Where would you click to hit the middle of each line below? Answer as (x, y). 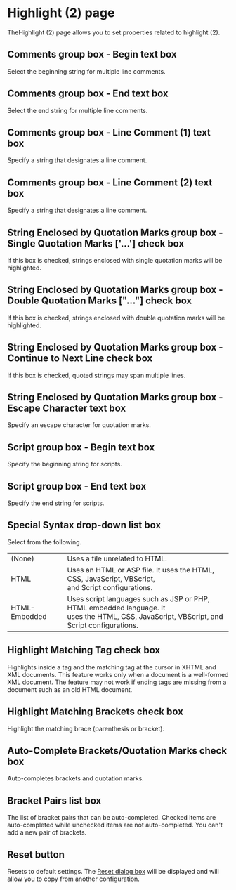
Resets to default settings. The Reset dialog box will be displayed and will (113, 871)
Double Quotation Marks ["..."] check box (100, 301)
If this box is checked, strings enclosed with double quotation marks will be (116, 318)
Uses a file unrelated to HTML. (117, 558)
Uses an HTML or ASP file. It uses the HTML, (141, 570)
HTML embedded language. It (116, 608)
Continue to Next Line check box (80, 359)
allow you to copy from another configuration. (74, 879)
